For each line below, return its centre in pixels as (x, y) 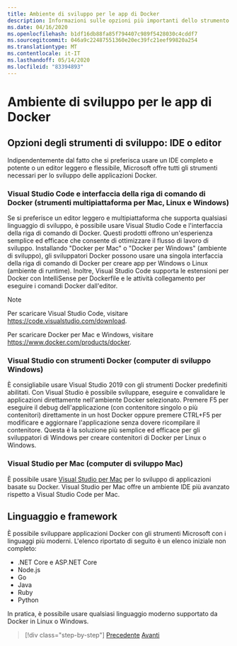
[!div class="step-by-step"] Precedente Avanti (92, 635)
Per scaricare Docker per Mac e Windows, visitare (81, 334)
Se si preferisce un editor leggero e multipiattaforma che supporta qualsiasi (117, 218)
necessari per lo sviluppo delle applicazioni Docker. (82, 175)
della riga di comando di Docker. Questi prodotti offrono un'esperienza (110, 233)
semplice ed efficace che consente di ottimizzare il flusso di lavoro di (108, 240)
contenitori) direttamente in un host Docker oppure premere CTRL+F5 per (115, 415)
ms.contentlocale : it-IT (44, 54)
